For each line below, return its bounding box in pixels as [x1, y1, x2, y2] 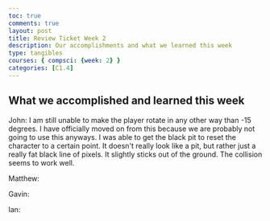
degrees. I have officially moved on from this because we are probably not [8, 124, 255, 133]
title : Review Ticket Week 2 [8, 34, 106, 43]
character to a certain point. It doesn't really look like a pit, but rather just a [8, 141, 256, 150]
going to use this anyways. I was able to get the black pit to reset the [8, 132, 236, 141]
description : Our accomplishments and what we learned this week [8, 42, 232, 50]
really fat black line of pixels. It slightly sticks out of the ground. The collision [8, 149, 263, 159]
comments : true [8, 19, 60, 27]
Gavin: [8, 189, 30, 198]
